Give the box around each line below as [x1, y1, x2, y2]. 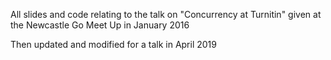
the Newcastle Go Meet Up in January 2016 [10, 19, 190, 31]
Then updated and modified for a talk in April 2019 [10, 39, 217, 50]
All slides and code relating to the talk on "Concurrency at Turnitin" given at [10, 9, 322, 20]
